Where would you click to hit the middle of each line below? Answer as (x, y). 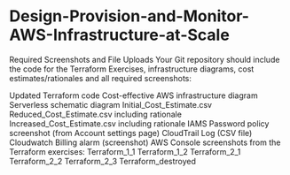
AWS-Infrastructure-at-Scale (120, 35)
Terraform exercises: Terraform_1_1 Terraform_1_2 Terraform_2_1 (125, 151)
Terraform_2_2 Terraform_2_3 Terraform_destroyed (103, 161)
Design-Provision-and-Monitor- (129, 16)
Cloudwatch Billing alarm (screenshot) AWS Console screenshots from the (145, 142)
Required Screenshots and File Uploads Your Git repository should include (145, 59)
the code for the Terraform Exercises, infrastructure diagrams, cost (132, 69)
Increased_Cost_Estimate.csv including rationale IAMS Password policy (139, 123)
